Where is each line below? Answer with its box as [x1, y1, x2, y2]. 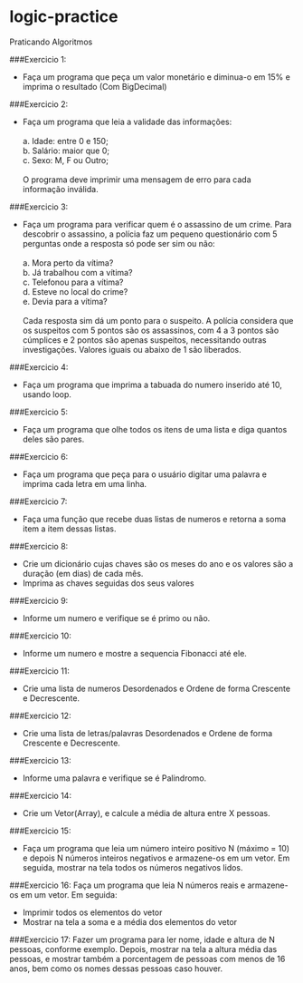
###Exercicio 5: [9, 406, 68, 417]
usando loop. [22, 388, 72, 400]
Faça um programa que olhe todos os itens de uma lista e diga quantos [22, 423, 288, 434]
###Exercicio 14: [9, 790, 72, 801]
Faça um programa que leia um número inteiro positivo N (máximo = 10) [22, 842, 290, 853]
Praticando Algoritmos [9, 36, 93, 47]
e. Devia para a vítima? [22, 296, 108, 307]
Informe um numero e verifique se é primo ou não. [22, 612, 211, 623]
